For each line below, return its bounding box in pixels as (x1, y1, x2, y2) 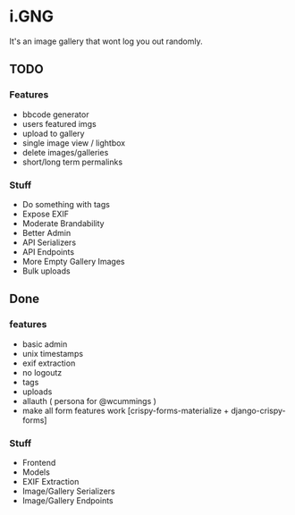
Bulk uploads (21, 266, 71, 276)
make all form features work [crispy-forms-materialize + (21, 405, 230, 416)
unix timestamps (21, 348, 83, 359)
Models (21, 467, 51, 477)
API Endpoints (21, 246, 74, 257)
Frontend (21, 457, 56, 468)
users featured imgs (21, 118, 97, 129)
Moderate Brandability (21, 217, 105, 229)
